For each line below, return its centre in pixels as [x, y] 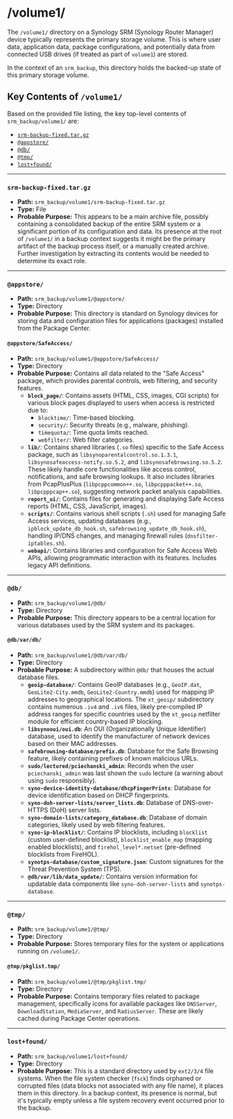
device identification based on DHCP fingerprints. [98, 795]
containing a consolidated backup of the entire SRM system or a [109, 224]
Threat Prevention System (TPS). [75, 869]
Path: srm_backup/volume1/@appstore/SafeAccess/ [88, 358]
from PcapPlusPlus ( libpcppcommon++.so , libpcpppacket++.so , [115, 483]
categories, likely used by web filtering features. [96, 825]
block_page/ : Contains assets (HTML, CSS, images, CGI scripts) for [123, 395]
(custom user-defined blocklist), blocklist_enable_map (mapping [120, 840]
